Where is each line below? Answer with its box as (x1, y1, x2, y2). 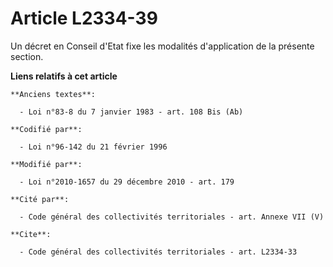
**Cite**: (10, 229, 52, 239)
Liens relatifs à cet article (10, 70, 118, 82)
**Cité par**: (10, 194, 70, 204)
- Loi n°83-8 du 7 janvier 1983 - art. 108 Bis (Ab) (19, 107, 244, 117)
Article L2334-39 (10, 7, 158, 30)
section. (10, 50, 44, 62)
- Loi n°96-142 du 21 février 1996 (19, 142, 168, 152)
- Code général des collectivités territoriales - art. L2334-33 (19, 247, 298, 257)
